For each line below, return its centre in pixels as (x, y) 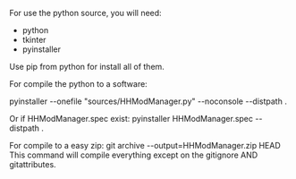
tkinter (34, 40)
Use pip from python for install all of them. (87, 67)
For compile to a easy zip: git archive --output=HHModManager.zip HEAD (145, 145)
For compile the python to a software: (78, 84)
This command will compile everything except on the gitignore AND (134, 155)
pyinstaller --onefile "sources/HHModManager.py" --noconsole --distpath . (148, 101)
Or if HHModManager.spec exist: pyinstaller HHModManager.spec (131, 119)
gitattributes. (33, 164)
